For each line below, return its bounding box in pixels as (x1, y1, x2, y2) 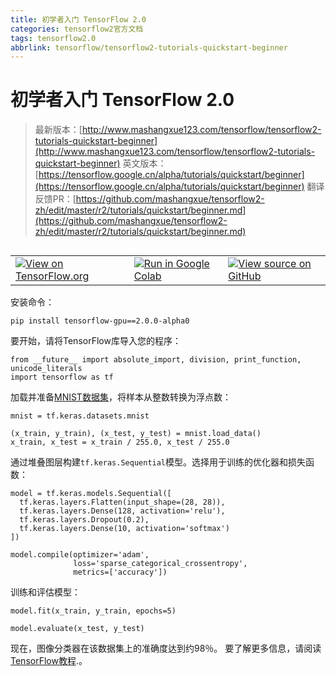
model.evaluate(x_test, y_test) (10, 624, 145, 634)
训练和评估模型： (10, 586, 81, 598)
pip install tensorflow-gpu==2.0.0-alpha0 (10, 316, 190, 326)
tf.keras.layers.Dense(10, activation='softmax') (19, 524, 230, 534)
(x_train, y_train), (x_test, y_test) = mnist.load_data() (10, 429, 262, 439)
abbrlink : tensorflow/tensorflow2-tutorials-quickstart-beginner (10, 42, 288, 53)
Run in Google (143, 257, 210, 271)
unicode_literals (10, 364, 83, 374)
